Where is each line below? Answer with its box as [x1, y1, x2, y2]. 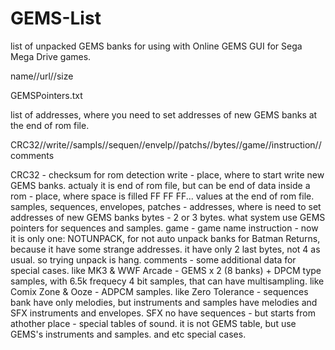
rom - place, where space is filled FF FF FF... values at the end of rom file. [10, 190, 315, 202]
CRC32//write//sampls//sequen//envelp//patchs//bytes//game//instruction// [10, 138, 322, 151]
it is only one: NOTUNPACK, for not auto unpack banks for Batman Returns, [10, 232, 321, 244]
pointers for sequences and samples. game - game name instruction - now [10, 222, 319, 234]
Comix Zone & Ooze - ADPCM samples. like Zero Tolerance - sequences [10, 285, 309, 297]
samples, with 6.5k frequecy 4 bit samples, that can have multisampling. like [10, 275, 325, 287]
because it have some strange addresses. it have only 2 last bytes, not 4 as [10, 243, 321, 255]
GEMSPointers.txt [10, 89, 83, 101]
